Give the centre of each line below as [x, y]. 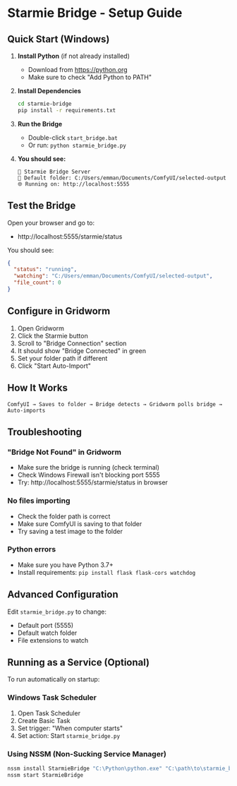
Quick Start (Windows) [59, 39]
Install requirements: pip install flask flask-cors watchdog [107, 572]
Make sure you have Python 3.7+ [66, 565]
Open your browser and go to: [51, 222]
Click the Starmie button [53, 335]
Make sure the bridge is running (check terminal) [89, 468]
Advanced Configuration [63, 595]
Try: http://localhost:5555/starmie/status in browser [92, 482]
